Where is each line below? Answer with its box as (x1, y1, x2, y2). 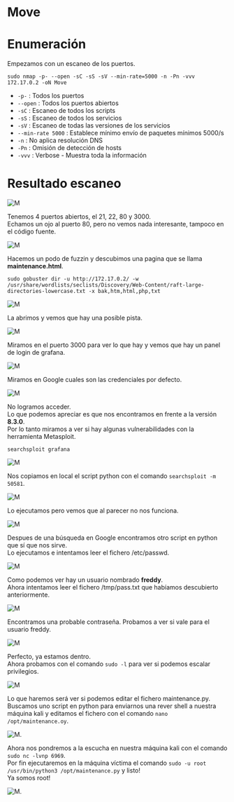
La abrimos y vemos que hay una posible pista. (7, 313, 143, 322)
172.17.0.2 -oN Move (7, 79, 68, 86)
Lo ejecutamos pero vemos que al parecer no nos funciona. (7, 506, 180, 515)
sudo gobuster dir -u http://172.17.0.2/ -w (7, 276, 139, 283)
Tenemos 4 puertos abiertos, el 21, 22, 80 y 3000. (7, 212, 152, 221)
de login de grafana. (7, 348, 66, 357)
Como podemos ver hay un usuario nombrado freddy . (7, 576, 163, 584)
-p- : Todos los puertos (17, 92, 85, 100)
